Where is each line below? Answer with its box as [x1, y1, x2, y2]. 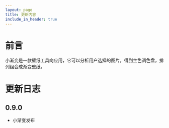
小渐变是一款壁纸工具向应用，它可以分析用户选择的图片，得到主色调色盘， [5, 57, 159, 63]
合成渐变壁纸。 [14, 64, 45, 70]
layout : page [5, 7, 33, 13]
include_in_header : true [5, 17, 57, 22]
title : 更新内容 [5, 12, 36, 17]
